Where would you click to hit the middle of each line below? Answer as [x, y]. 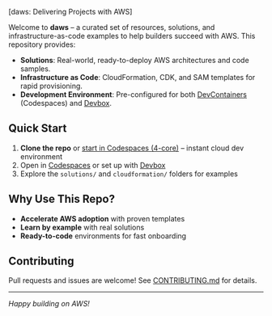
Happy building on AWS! [49, 304]
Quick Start [38, 129]
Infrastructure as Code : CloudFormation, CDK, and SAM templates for [138, 77]
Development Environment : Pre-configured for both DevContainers [133, 95]
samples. [35, 69]
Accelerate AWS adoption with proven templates [102, 218]
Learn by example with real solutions [82, 227]
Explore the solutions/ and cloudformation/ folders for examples [129, 174]
